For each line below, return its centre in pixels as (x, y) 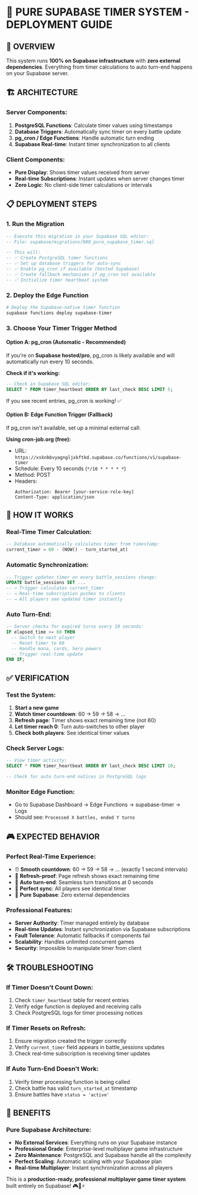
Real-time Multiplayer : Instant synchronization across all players (94, 1168)
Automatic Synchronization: (48, 565)
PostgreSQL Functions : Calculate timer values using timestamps (93, 125)
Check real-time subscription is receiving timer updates (82, 1054)
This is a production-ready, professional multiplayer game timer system (96, 1179)
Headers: (26, 481)
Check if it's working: (33, 373)
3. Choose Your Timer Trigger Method (61, 328)
